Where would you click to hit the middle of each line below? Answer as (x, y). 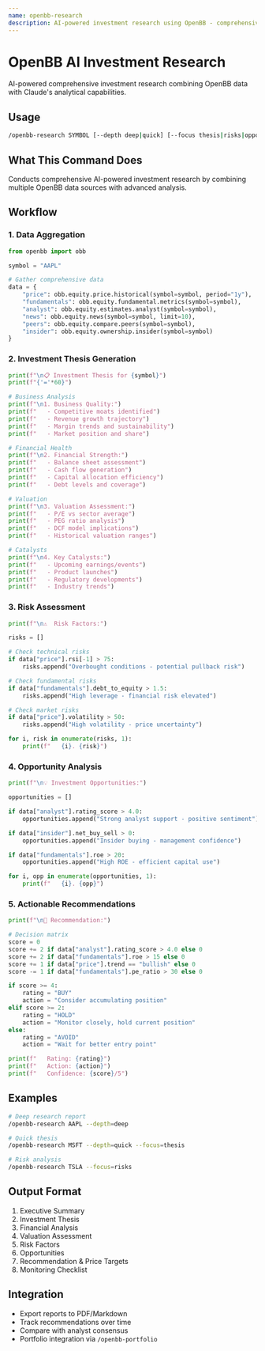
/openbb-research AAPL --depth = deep (68, 1124)
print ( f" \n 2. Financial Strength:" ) (68, 456)
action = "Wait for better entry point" (90, 1045)
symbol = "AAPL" (35, 266)
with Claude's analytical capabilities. (67, 93)
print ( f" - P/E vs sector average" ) (72, 514)
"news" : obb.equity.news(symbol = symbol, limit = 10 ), (109, 316)
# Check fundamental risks (52, 681)
